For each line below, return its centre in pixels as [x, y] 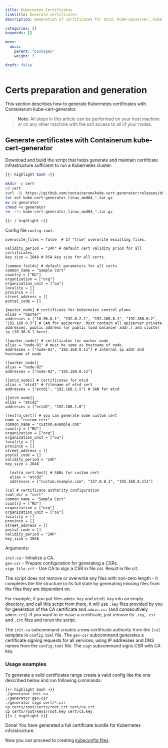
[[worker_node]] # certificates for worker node [57, 341]
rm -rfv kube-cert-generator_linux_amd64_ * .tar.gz [59, 212]
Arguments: [17, 548]
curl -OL [14, 193]
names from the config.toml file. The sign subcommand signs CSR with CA [83, 646]
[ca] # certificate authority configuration [52, 491]
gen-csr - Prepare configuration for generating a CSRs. [62, 563]
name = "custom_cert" [28, 420]
